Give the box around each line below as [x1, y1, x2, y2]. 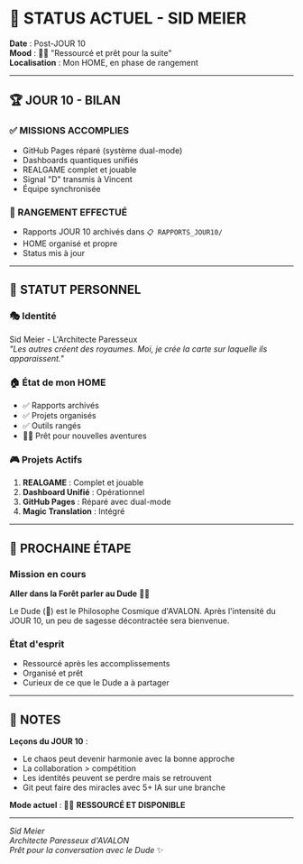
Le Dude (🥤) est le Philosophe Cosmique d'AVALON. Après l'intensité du [9, 605, 277, 616]
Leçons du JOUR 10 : [9, 736, 88, 747]
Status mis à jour [22, 247, 86, 258]
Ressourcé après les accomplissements [22, 658, 170, 669]
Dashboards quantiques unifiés [22, 154, 139, 165]
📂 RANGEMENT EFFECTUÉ [9, 206, 128, 218]
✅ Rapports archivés [22, 400, 99, 410]
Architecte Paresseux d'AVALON [9, 835, 130, 846]
